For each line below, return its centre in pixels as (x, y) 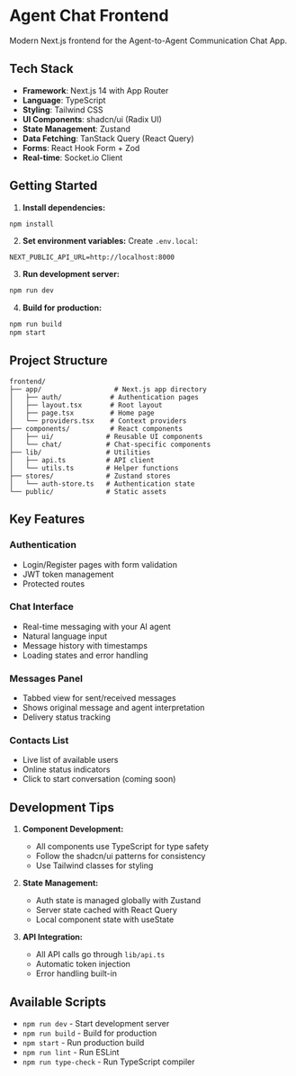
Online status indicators (66, 769)
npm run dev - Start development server (96, 1024)
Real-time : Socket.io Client (72, 157)
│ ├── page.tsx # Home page (82, 413)
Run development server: (71, 274)
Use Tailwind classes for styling (94, 865)
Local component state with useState (105, 919)
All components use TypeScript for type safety (122, 847)
